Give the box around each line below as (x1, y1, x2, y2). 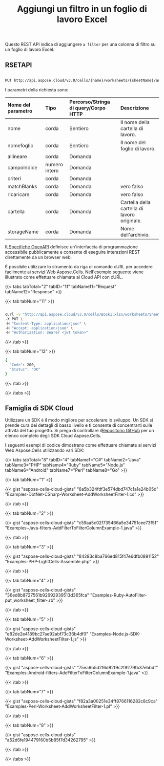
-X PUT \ (5, 316, 23, 321)
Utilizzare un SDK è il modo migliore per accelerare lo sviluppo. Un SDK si (5, 417, 153, 423)
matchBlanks (7, 183, 38, 190)
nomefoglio (7, 142, 34, 149)
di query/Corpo (69, 104, 106, 111)
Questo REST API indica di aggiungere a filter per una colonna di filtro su (5, 42, 156, 47)
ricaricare (7, 191, 30, 197)
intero (45, 167, 59, 174)
